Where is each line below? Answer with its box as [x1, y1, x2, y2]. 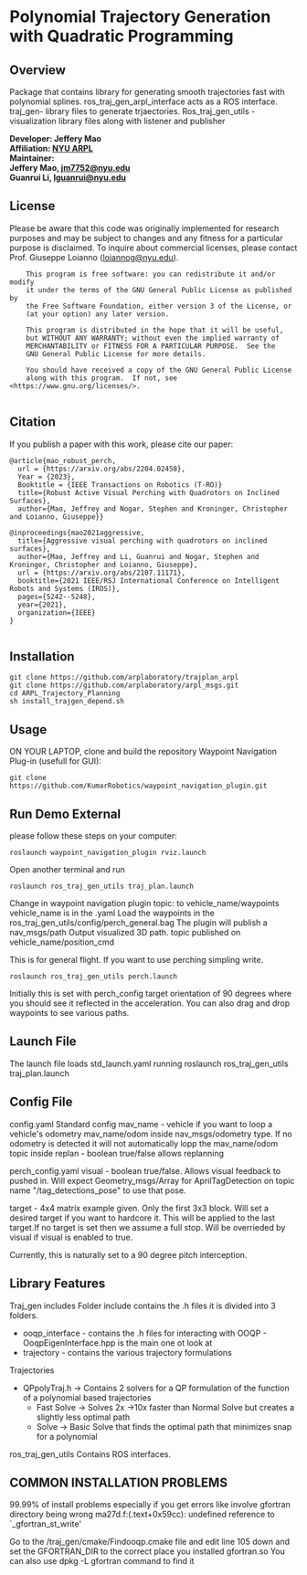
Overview [9, 62, 67, 78]
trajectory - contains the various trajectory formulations [22, 1347, 233, 1358]
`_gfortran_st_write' [9, 1518, 82, 1529]
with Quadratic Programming [9, 26, 234, 47]
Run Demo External [9, 806, 122, 821]
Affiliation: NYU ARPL [9, 143, 93, 153]
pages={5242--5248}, [17, 592, 96, 601]
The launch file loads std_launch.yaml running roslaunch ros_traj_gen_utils [9, 1058, 290, 1069]
